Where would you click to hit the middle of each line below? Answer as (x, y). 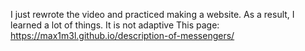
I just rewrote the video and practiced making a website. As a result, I (152, 14)
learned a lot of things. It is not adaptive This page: (115, 25)
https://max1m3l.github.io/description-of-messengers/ (122, 35)
